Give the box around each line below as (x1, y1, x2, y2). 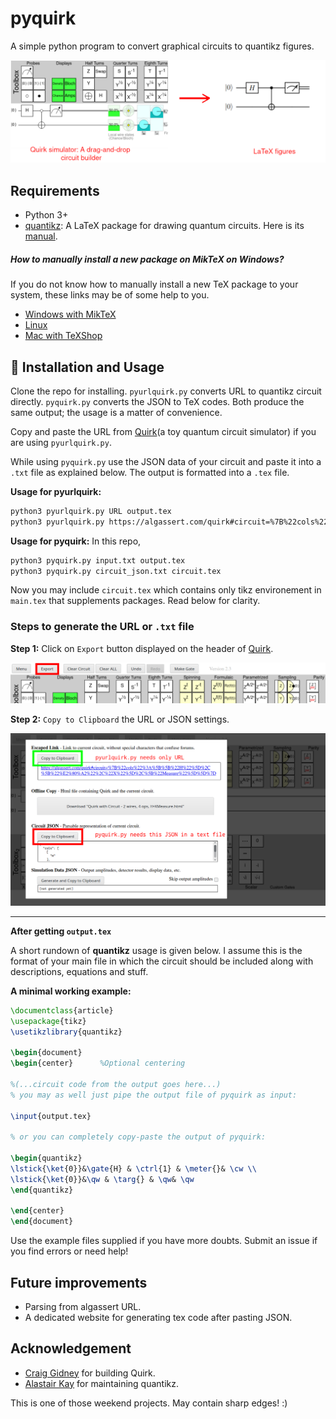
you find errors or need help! (10, 1245, 129, 1257)
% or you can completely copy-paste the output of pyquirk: (10, 1132, 267, 1142)
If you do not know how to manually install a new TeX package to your (10, 278, 299, 291)
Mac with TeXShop (24, 330, 103, 342)
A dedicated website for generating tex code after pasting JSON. (24, 1311, 293, 1323)
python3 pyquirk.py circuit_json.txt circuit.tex (10, 566, 222, 576)
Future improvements (10, 1274, 148, 1291)
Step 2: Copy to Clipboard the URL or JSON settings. (10, 713, 230, 725)
